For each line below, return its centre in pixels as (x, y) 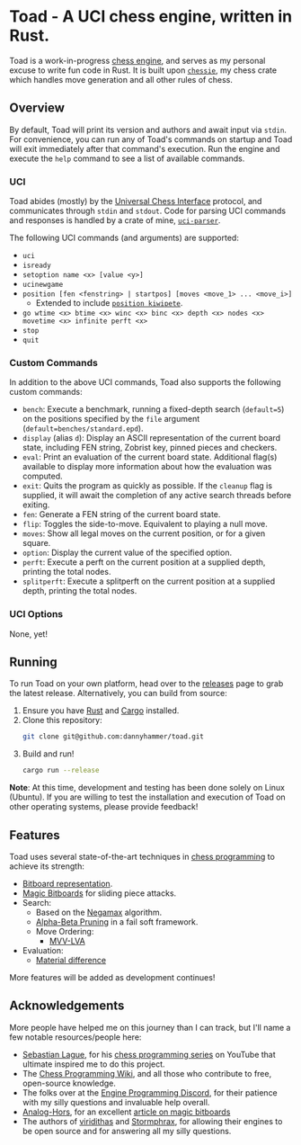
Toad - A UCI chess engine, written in (151, 17)
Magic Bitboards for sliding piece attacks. (99, 893)
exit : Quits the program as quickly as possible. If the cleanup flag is (147, 486)
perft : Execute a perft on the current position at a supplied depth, (144, 562)
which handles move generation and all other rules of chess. (121, 79)
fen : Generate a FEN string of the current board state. (121, 514)
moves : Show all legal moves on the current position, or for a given (144, 533)
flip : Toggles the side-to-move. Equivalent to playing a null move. (145, 524)
